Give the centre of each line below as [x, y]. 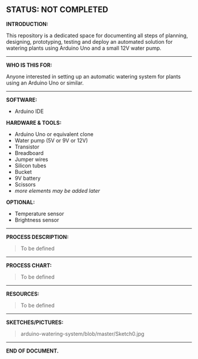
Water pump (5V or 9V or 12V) [51, 140]
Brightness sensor [37, 220]
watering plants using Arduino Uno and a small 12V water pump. [84, 48]
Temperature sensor [39, 214]
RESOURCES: [23, 294]
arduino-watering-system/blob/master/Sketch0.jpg [82, 334]
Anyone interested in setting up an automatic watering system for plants [93, 76]
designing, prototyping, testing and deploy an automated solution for [89, 41]
